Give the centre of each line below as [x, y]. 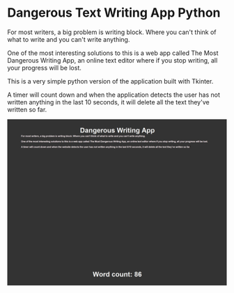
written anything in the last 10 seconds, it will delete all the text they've [109, 102]
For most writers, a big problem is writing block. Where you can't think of [112, 32]
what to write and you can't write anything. [69, 39]
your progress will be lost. [45, 68]
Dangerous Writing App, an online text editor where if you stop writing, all [112, 60]
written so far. [27, 109]
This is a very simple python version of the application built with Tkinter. [110, 81]
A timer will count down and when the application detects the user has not [114, 95]
